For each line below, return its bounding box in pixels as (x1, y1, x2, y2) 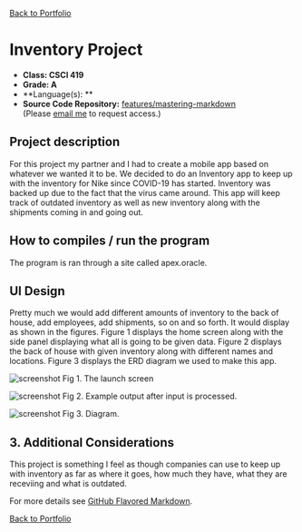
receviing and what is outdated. (9, 478, 127, 489)
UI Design (9, 283, 65, 299)
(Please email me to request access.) (22, 108, 161, 119)
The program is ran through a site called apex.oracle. (9, 257, 208, 268)
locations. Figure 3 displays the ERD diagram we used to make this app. (9, 356, 277, 367)
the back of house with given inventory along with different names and (9, 346, 274, 357)
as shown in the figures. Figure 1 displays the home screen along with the (9, 327, 284, 338)
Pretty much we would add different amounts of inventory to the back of (9, 308, 279, 319)
